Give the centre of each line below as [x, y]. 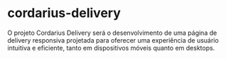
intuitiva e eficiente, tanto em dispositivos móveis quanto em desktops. [111, 48]
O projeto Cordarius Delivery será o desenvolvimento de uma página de [112, 33]
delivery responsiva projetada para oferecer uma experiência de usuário [113, 40]
